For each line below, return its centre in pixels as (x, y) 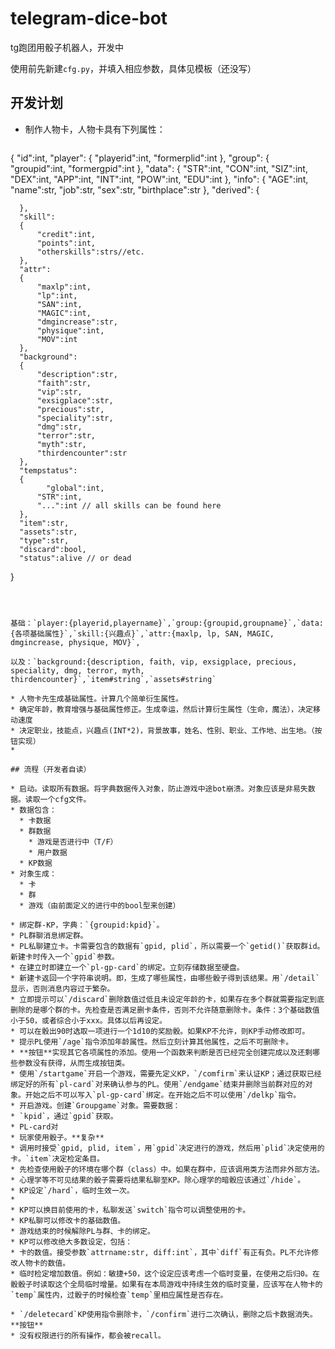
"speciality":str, (75, 418)
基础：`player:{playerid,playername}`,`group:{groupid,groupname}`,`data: (167, 623)
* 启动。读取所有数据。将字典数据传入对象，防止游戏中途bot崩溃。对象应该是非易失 (159, 788)
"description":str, (77, 374)
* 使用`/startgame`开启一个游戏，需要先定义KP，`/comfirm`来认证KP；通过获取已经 (166, 1073)
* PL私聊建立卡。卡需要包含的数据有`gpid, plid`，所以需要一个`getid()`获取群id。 (167, 946)
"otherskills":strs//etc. (90, 252)
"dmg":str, (59, 427)
